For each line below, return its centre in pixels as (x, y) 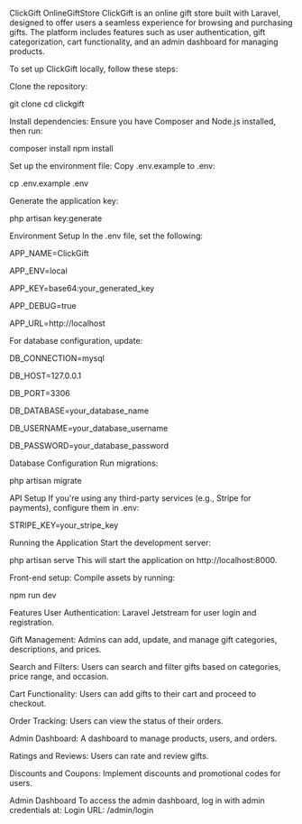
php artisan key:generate (56, 218)
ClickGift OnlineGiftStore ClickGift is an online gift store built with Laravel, (145, 13)
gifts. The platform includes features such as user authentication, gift (137, 32)
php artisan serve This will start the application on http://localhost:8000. (143, 560)
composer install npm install (62, 148)
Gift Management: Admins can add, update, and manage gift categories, (143, 639)
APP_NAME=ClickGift (49, 253)
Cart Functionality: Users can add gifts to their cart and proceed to (133, 694)
